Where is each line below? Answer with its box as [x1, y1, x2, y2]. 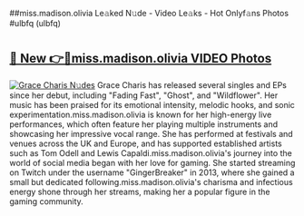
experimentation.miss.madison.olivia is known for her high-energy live [9, 109, 272, 120]
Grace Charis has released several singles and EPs [96, 79, 288, 90]
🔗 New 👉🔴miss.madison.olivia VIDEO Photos [9, 51, 272, 66]
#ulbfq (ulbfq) [9, 18, 62, 28]
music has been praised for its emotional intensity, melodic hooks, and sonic [9, 99, 295, 110]
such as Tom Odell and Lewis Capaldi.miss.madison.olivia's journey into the [9, 147, 292, 158]
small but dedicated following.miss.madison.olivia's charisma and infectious [9, 176, 293, 187]
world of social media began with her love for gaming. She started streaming [9, 157, 296, 168]
